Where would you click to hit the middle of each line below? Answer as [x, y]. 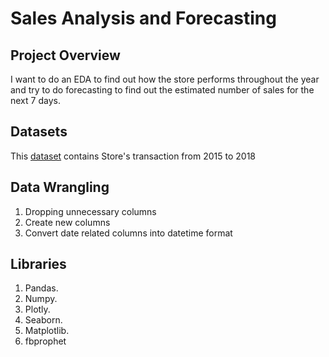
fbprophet [45, 341]
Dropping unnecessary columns [90, 211]
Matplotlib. [47, 331]
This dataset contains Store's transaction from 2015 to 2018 [133, 156]
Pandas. [41, 288]
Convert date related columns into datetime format [128, 233]
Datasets [39, 132]
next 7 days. [35, 100]
